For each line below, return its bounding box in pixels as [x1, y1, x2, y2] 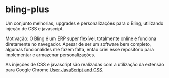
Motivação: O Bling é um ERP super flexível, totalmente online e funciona [5, 35, 157, 42]
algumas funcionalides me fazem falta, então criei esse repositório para [5, 46, 154, 52]
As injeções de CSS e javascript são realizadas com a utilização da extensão [5, 61, 164, 67]
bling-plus [5, 4, 49, 15]
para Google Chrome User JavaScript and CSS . [5, 67, 104, 73]
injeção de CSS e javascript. [5, 25, 64, 31]
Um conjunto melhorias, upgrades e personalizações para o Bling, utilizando [5, 20, 164, 26]
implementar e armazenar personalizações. [5, 52, 96, 58]
